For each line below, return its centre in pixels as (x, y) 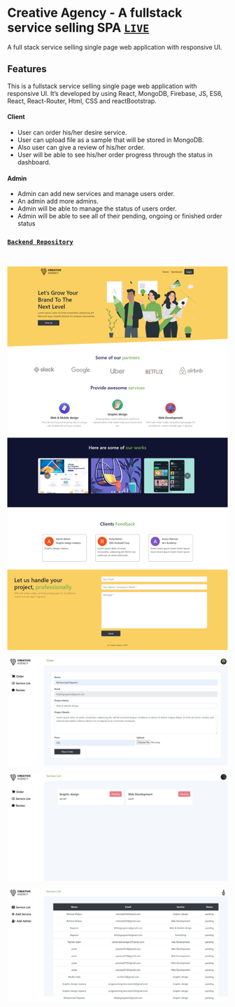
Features (27, 69)
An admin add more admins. (58, 202)
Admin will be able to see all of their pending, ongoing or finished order (120, 216)
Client (16, 117)
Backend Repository (40, 242)
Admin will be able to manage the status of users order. (97, 209)
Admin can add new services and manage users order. (96, 194)
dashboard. (34, 162)
